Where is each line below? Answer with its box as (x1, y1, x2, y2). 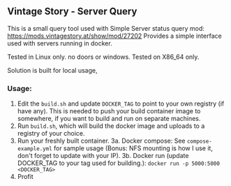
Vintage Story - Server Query (7, 6, 137, 17)
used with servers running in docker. (7, 38, 113, 48)
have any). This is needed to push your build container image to (17, 107, 201, 115)
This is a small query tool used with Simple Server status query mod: (7, 24, 204, 32)
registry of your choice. (17, 129, 85, 138)
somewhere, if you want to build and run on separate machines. (17, 115, 201, 123)
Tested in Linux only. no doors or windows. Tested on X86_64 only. (7, 52, 200, 61)
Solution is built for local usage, (7, 66, 98, 74)
